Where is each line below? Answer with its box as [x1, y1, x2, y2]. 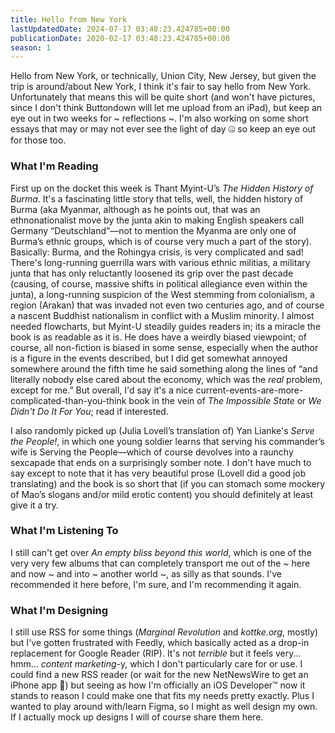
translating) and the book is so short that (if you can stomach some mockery [10, 477, 326, 490]
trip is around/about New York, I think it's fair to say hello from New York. [10, 81, 312, 93]
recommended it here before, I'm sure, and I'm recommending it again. [10, 578, 302, 590]
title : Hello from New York [10, 14, 128, 25]
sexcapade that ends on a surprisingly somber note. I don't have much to [10, 456, 312, 468]
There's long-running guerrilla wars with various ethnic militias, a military [10, 256, 311, 268]
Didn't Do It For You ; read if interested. [10, 405, 169, 417]
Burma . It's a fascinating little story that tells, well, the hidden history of [10, 192, 304, 205]
